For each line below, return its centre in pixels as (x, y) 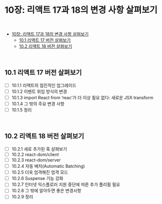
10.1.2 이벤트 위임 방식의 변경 (39, 91)
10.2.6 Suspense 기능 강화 (37, 179)
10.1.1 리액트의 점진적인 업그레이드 (44, 85)
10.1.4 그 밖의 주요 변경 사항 (38, 104)
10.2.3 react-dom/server (36, 160)
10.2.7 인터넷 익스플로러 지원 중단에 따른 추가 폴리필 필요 (66, 184)
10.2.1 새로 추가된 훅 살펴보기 (39, 149)
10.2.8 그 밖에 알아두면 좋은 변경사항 (46, 191)
